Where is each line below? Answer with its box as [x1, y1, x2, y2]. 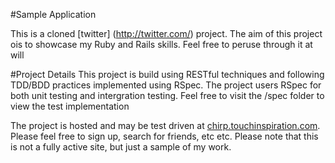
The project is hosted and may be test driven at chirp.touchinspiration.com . [10, 120, 321, 131]
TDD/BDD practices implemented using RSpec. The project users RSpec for [10, 79, 322, 91]
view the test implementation [10, 100, 130, 112]
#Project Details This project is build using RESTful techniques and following [10, 69, 325, 80]
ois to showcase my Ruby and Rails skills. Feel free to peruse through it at [10, 39, 313, 50]
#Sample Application [10, 9, 97, 20]
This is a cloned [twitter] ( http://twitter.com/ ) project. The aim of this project [10, 28, 323, 39]
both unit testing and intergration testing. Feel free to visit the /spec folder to [10, 90, 325, 101]
